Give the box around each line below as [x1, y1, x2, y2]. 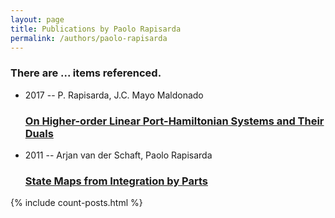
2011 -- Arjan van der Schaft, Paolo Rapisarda [24, 149, 213, 161]
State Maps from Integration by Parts [24, 174, 209, 188]
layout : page [10, 14, 65, 25]
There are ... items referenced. [10, 66, 162, 80]
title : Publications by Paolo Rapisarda [10, 24, 182, 34]
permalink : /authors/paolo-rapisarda [10, 33, 168, 43]
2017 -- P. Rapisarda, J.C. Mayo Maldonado [24, 89, 204, 101]
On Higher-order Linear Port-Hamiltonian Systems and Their [24, 114, 325, 128]
